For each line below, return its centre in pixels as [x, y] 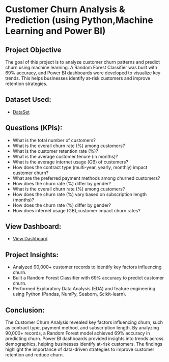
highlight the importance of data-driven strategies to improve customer [80, 349]
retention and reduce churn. [35, 355]
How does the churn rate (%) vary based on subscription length [80, 194]
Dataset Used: [29, 100]
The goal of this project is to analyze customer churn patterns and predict [83, 62]
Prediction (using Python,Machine [79, 20]
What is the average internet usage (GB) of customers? [71, 162]
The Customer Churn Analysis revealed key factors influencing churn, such [84, 322]
